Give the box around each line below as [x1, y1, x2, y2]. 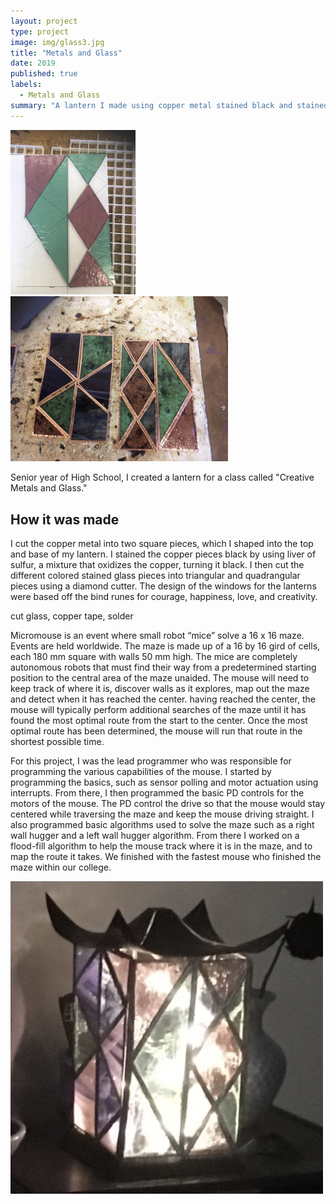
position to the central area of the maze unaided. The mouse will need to [10, 672, 310, 684]
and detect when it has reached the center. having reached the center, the [10, 693, 317, 705]
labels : [10, 80, 43, 90]
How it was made [10, 511, 120, 528]
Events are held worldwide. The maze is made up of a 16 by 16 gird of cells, [10, 640, 321, 652]
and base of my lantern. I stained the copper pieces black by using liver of [10, 548, 317, 560]
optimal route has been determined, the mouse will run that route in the [10, 725, 303, 737]
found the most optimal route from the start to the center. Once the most [10, 715, 308, 727]
